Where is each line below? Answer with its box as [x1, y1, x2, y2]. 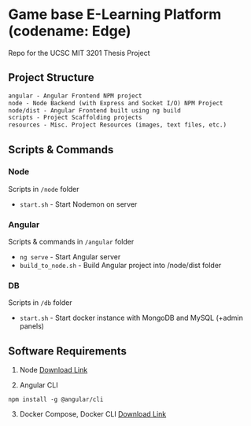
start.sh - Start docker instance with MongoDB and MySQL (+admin [19, 313, 244, 323]
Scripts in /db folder [8, 298, 72, 307]
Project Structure [8, 71, 94, 84]
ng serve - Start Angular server [19, 252, 121, 262]
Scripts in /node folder [8, 184, 80, 193]
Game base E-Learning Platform [8, 6, 222, 24]
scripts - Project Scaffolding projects [8, 114, 143, 122]
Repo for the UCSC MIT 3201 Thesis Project [8, 48, 151, 57]
